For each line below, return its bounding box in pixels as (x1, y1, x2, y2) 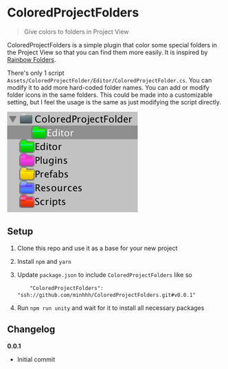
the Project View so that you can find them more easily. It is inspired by (7, 48, 208, 56)
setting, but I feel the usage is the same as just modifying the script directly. (7, 98, 222, 106)
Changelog (7, 324, 56, 335)
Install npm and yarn (16, 257, 72, 265)
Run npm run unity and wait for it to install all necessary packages (16, 304, 205, 312)
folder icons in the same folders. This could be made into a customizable (7, 91, 213, 99)
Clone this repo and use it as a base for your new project (16, 244, 178, 252)
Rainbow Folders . (7, 55, 56, 63)
